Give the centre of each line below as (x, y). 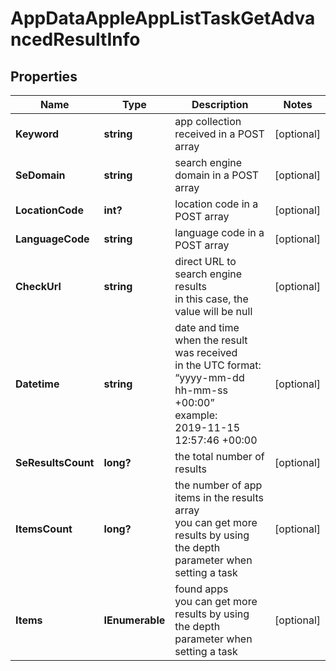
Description (220, 104)
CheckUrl (38, 286)
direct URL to (205, 261)
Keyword (37, 134)
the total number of (219, 456)
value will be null (213, 311)
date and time (207, 327)
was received (206, 352)
